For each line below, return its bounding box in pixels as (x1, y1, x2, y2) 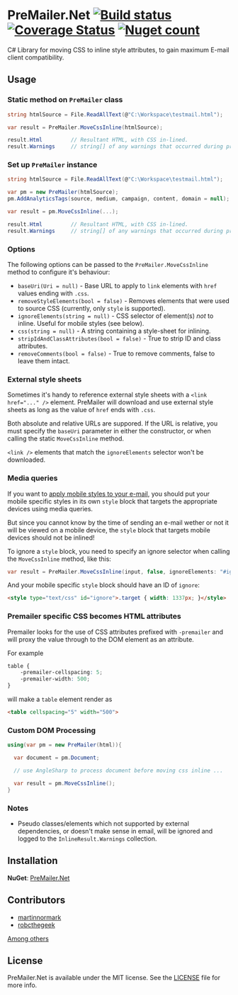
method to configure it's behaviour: (7, 268, 110, 276)
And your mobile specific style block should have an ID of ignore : (7, 581, 200, 589)
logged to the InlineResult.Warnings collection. (17, 834, 157, 843)
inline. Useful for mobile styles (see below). (17, 319, 144, 327)
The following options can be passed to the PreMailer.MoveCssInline (7, 260, 209, 268)
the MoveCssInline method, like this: (7, 555, 112, 563)
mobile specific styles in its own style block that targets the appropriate (7, 496, 218, 506)
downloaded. (7, 455, 46, 464)
